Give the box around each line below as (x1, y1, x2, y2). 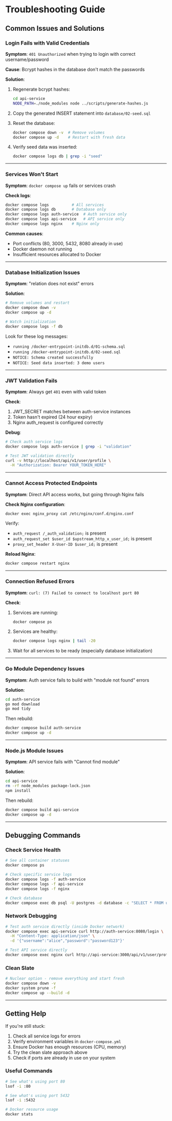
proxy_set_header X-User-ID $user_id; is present (12, 541, 118, 547)
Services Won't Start (5, 171, 58, 178)
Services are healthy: (12, 628, 58, 634)
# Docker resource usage (5, 1107, 58, 1112)
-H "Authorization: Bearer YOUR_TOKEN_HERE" (10, 462, 106, 468)
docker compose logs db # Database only (5, 207, 106, 212)
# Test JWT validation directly (5, 453, 74, 458)
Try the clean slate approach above (12, 1049, 88, 1055)
